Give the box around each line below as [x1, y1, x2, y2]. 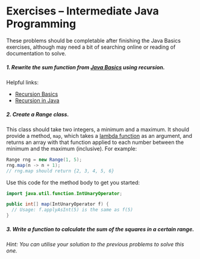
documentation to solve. [6, 49, 66, 57]
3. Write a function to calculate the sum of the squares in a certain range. [6, 225, 195, 232]
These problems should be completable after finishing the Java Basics [6, 37, 181, 44]
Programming [6, 17, 77, 31]
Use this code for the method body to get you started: [6, 179, 140, 186]
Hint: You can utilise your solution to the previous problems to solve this [6, 240, 184, 248]
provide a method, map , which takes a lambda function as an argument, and [6, 132, 193, 139]
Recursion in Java [14, 96, 60, 104]
